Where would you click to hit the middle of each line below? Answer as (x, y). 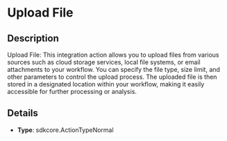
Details (23, 113)
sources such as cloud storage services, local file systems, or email (104, 62)
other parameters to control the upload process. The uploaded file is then (112, 77)
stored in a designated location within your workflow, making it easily (106, 84)
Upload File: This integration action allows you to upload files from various (113, 55)
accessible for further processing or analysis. (72, 92)
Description (33, 38)
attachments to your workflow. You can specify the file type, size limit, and (114, 69)
